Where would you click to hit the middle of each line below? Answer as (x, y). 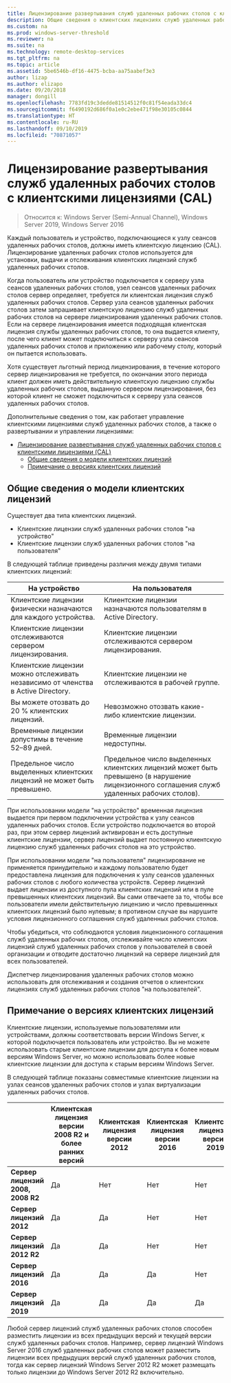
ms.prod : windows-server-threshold (58, 33)
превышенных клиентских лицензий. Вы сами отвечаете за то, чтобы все (115, 897)
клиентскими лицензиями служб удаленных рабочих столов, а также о (112, 424)
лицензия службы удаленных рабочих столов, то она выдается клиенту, (113, 331)
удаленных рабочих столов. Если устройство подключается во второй (111, 825)
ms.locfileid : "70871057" (44, 135)
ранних (71, 1151)
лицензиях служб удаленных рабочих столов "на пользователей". (104, 989)
